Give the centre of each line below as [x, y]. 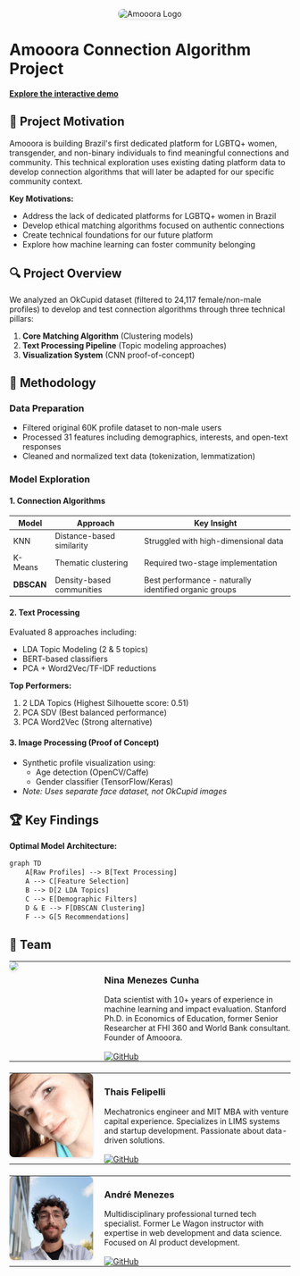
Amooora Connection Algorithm [130, 50]
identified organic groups [190, 589]
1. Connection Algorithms [57, 500]
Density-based [83, 580]
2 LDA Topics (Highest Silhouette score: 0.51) [105, 703]
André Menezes [139, 1195]
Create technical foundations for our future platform [117, 235]
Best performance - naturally [198, 580]
